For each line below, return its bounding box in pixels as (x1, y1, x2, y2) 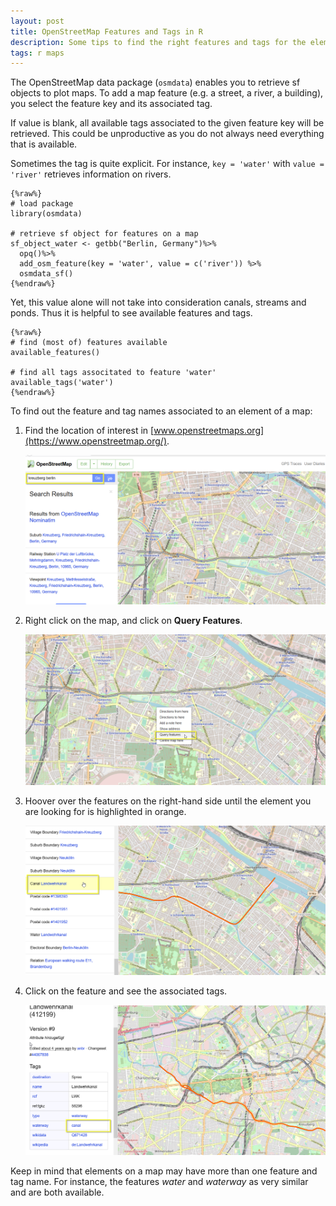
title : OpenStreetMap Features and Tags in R (10, 26, 203, 37)
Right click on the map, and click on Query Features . (24, 615, 243, 627)
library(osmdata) (10, 209, 83, 219)
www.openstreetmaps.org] (153, 425, 265, 437)
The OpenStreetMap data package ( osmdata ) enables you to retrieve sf (10, 76, 301, 89)
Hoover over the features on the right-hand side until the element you (24, 795, 312, 807)
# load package (10, 199, 74, 209)
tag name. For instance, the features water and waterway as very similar (10, 1175, 309, 1187)
